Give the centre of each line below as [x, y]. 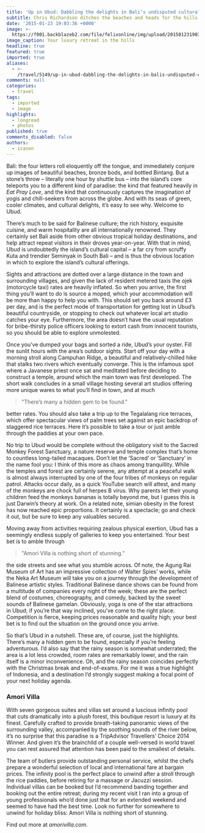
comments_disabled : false [39, 137]
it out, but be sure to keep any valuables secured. [68, 516]
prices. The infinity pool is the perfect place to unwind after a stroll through [101, 774]
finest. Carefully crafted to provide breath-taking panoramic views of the [98, 723]
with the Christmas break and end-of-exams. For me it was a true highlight [100, 668]
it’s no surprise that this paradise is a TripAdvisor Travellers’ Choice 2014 [98, 736]
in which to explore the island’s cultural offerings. [68, 262]
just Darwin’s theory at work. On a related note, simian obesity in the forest [100, 503]
